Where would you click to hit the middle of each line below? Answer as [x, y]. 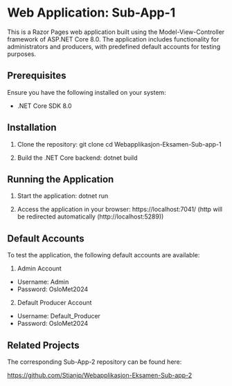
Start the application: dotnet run [63, 196]
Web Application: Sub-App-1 [91, 13]
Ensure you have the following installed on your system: [87, 92]
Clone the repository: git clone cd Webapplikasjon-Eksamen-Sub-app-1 [119, 144]
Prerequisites [37, 76]
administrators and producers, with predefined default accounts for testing [114, 46]
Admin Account [39, 268]
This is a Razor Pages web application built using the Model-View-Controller [116, 32]
